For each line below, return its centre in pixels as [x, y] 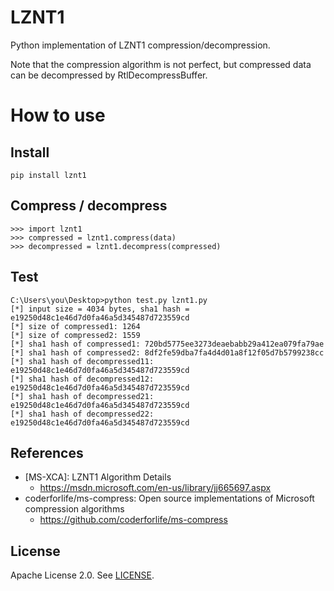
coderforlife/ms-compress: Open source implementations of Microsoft [169, 498]
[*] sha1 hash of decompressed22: [82, 414]
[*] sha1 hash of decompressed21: [82, 396]
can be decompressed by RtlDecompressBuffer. [109, 75]
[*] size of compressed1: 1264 [75, 326]
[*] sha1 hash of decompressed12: [82, 379]
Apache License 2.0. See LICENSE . [82, 575]
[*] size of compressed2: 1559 [75, 335]
